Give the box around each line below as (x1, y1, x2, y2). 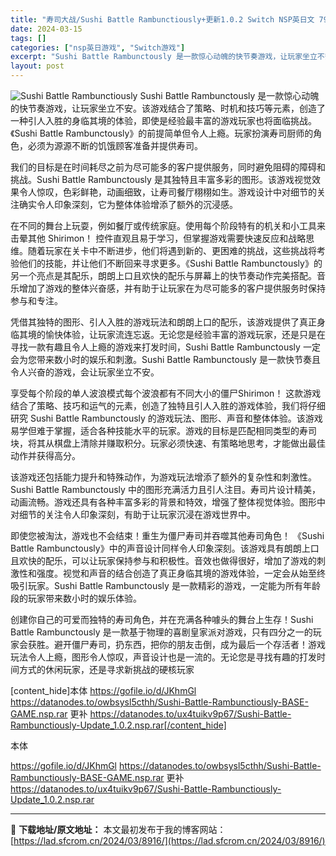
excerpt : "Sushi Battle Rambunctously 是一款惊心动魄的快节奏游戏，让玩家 (10, 52, 303, 62)
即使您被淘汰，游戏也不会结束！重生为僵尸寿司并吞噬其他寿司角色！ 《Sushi (10, 530, 325, 541)
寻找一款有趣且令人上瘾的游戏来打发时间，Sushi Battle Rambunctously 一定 (10, 341, 321, 353)
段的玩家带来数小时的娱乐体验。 (10, 592, 142, 604)
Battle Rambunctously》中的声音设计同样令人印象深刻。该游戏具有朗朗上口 (10, 542, 320, 554)
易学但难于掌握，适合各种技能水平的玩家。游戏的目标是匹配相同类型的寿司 (10, 425, 317, 436)
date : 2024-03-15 (10, 24, 83, 34)
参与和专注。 (10, 295, 63, 306)
